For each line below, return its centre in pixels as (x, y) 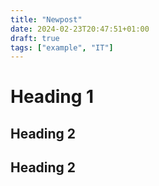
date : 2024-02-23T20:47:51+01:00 (80, 29)
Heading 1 (52, 97)
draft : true (35, 38)
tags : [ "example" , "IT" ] (62, 47)
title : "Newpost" (46, 19)
